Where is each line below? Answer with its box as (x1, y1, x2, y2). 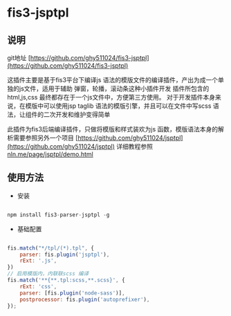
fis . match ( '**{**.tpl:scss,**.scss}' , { (7, 277, 126, 284)
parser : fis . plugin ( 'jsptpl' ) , (19, 251, 110, 258)
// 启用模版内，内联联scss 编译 (7, 270, 89, 277)
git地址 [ (7, 54, 31, 62)
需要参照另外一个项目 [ (12, 133, 78, 142)
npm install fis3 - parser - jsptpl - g (7, 211, 110, 219)
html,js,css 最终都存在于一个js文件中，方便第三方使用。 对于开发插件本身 (7, 93, 216, 101)
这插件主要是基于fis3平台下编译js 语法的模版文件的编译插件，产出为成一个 (7, 76, 219, 84)
